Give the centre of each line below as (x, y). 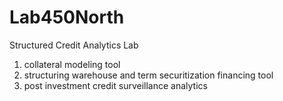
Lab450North (67, 17)
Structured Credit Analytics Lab (74, 45)
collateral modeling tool (72, 64)
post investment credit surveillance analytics (115, 85)
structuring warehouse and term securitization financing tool (148, 75)
